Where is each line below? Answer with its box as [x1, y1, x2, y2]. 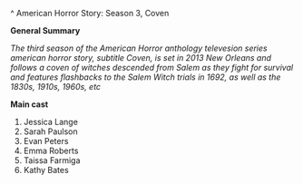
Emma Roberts [23, 145, 79, 156]
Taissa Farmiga [23, 155, 81, 166]
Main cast [10, 99, 49, 110]
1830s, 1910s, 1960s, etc [10, 82, 102, 92]
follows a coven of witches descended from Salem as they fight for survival [10, 63, 294, 73]
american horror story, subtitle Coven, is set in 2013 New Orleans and [10, 53, 271, 63]
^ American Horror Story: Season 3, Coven [10, 8, 170, 18]
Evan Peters [23, 136, 69, 146]
